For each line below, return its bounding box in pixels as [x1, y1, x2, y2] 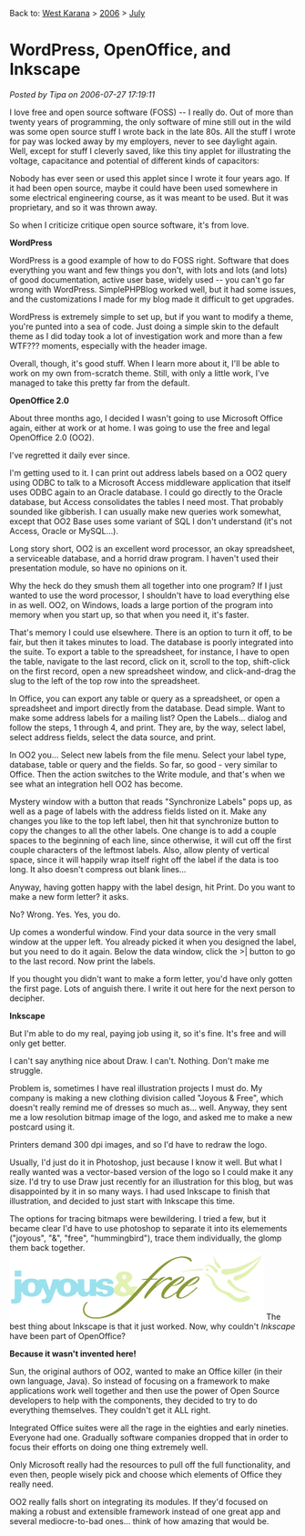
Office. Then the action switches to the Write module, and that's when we [9, 768, 285, 779]
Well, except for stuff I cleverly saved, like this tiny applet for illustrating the [9, 145, 291, 156]
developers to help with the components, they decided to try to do [9, 1395, 258, 1406]
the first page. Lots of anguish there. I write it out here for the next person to [9, 983, 296, 994]
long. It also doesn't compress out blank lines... [9, 863, 187, 874]
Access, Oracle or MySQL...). [9, 525, 118, 536]
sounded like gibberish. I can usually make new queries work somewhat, [9, 506, 282, 517]
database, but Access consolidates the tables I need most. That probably [9, 496, 284, 507]
